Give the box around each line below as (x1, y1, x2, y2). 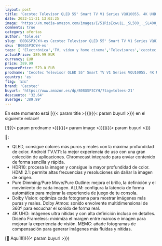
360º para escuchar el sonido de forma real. (12, 205, 100, 211)
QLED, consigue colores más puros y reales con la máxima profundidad (12, 144, 154, 150)
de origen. (12, 175, 33, 181)
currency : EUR (5, 57, 34, 61)
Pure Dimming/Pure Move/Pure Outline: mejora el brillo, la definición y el (12, 180, 156, 185)
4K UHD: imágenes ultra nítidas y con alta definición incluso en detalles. (12, 211, 156, 216)
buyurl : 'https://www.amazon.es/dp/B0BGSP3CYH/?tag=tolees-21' (5, 88, 135, 93)
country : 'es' (5, 75, 34, 79)
